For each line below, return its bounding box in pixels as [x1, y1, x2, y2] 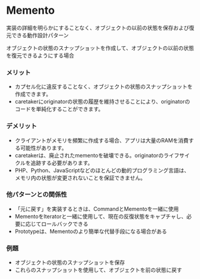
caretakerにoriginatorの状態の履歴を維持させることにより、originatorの [14, 98, 190, 105]
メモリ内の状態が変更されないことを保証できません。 [14, 174, 146, 181]
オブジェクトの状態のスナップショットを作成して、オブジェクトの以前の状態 [6, 44, 194, 51]
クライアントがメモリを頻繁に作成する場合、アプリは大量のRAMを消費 [14, 137, 189, 144]
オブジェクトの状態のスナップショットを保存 [14, 259, 125, 266]
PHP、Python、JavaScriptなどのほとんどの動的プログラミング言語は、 [14, 166, 190, 174]
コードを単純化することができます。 [14, 105, 104, 113]
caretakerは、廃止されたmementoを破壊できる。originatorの [14, 151, 164, 159]
